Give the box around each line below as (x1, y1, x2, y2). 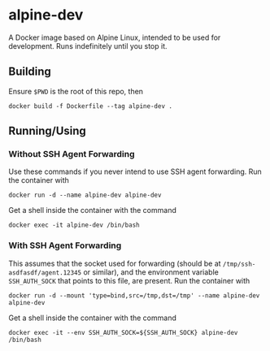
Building (8, 65, 51, 79)
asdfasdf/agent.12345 (8, 268, 82, 277)
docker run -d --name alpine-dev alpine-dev (8, 191, 162, 200)
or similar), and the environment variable (83, 266, 220, 277)
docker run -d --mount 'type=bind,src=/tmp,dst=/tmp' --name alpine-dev (8, 291, 260, 300)
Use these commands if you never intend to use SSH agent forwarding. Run (8, 167, 262, 176)
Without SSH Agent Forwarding (8, 149, 136, 160)
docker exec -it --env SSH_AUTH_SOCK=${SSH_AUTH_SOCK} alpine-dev (8, 328, 238, 336)
